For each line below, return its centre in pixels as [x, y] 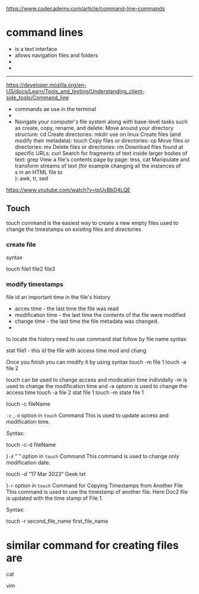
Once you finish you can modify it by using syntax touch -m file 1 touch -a [96, 362]
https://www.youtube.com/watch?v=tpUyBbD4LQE [68, 190]
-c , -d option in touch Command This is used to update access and [87, 415]
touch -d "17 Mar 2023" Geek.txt [46, 474]
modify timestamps [35, 284]
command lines [45, 33]
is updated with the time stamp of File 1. [55, 498]
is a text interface [36, 49]
